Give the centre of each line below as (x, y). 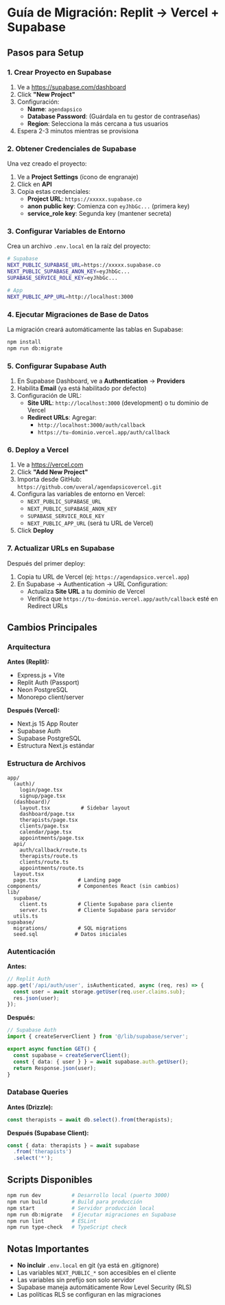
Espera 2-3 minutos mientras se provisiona (78, 131)
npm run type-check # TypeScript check (67, 1227)
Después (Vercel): (34, 711)
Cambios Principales (52, 628)
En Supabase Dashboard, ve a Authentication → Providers (101, 381)
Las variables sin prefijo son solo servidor (76, 1280)
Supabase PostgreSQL (49, 738)
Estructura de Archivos (46, 763)
